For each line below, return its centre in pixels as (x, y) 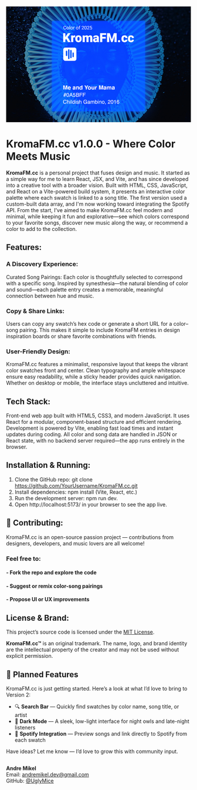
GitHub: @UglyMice (30, 781)
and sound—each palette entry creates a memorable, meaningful (85, 289)
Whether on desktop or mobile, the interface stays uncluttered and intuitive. (97, 383)
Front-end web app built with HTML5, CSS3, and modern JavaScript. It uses (98, 416)
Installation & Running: (48, 465)
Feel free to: (23, 558)
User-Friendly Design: (38, 352)
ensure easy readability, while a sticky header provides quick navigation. (94, 377)
